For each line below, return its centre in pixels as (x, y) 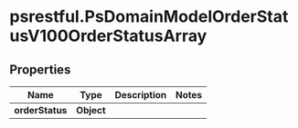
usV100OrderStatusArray (108, 36)
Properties (40, 69)
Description (141, 95)
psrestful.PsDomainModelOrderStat (149, 17)
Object (91, 110)
